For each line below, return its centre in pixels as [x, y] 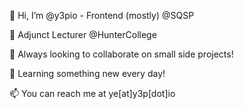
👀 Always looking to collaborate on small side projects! [121, 54]
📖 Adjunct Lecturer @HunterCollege [83, 34]
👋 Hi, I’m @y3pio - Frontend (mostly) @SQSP [102, 15]
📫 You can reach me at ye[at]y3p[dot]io [92, 93]
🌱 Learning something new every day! [87, 73]
